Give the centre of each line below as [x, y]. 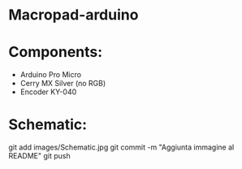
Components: [56, 52]
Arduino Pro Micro [51, 75]
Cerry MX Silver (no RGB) [63, 84]
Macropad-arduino [73, 15]
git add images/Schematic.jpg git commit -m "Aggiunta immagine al [121, 147]
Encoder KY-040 [48, 92]
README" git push [39, 156]
